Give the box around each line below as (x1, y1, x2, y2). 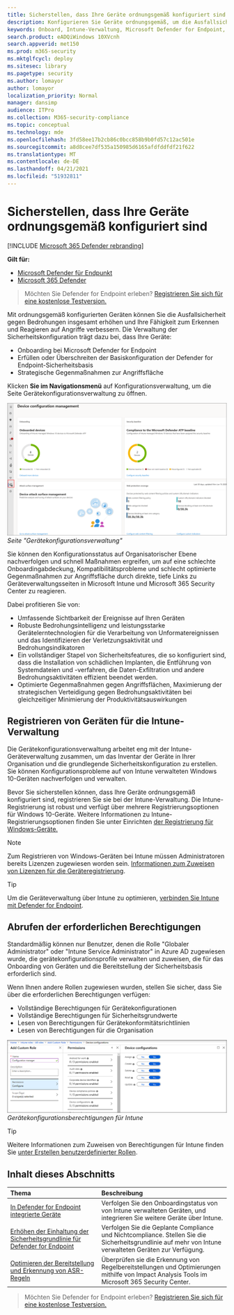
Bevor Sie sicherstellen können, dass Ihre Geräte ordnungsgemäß (7, 788, 196, 796)
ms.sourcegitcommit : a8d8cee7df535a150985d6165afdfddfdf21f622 (7, 143, 195, 150)
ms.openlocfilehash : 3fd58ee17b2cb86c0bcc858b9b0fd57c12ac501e (7, 136, 195, 143)
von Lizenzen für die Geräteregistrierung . (7, 866, 125, 875)
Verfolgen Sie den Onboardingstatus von (101, 1199, 218, 1207)
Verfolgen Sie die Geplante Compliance (101, 1223, 214, 1232)
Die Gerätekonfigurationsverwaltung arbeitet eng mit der (7, 745, 170, 753)
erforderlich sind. (7, 969, 57, 978)
